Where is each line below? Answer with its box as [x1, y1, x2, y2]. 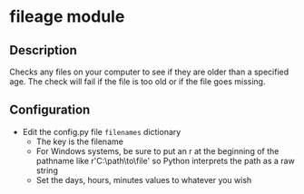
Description [9, 43, 77, 58]
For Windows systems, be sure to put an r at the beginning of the [35, 145, 279, 156]
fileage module [9, 6, 125, 27]
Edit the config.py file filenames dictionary [22, 126, 181, 137]
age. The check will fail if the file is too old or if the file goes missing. [9, 76, 266, 87]
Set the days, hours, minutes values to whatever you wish [35, 174, 252, 185]
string [35, 165, 59, 176]
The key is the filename [35, 136, 124, 147]
